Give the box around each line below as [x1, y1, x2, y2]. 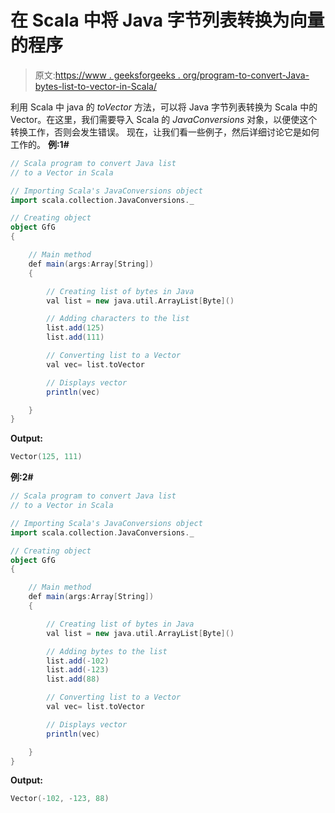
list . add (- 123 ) [46, 665, 110, 675]
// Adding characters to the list [46, 314, 190, 324]
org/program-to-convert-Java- [182, 69, 310, 81]
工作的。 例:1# [10, 138, 70, 150]
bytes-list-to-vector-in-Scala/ [34, 80, 157, 92]
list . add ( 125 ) [46, 323, 105, 333]
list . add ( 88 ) [46, 674, 101, 685]
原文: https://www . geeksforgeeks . [34, 69, 181, 81]
